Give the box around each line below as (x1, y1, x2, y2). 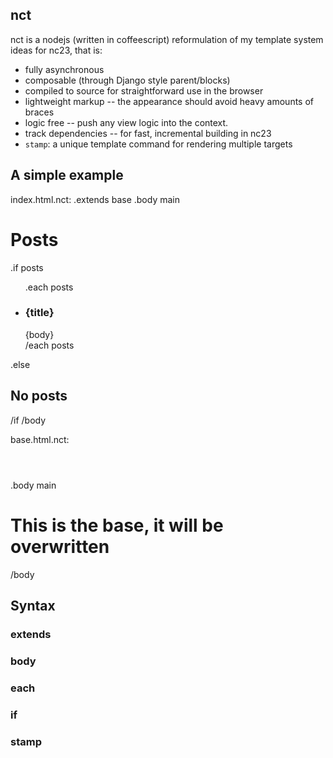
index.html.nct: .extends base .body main (10, 193, 180, 205)
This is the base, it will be (10, 514, 224, 537)
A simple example (10, 167, 124, 184)
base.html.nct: (10, 433, 70, 445)
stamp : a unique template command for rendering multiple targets (24, 138, 293, 150)
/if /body (10, 414, 47, 426)
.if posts (10, 261, 44, 273)
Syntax (10, 598, 56, 614)
